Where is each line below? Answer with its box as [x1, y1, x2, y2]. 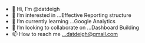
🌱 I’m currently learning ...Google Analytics [11, 18, 116, 24]
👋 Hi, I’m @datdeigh [11, 6, 60, 12]
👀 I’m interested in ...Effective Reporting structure [11, 12, 131, 19]
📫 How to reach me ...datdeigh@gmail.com [11, 31, 118, 37]
